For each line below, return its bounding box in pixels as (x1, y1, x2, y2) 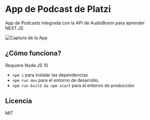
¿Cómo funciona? (5, 49, 61, 58)
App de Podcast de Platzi (5, 3, 111, 15)
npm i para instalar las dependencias (12, 72, 88, 78)
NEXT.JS (5, 25, 23, 31)
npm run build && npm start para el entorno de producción (12, 82, 135, 88)
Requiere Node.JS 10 (5, 62, 48, 68)
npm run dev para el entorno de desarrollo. (12, 77, 100, 83)
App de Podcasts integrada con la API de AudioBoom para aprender (5, 20, 145, 26)
